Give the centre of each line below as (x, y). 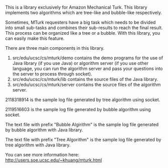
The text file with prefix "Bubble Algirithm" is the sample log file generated (82, 124)
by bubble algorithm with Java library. (44, 130)
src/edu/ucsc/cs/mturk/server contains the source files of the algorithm (87, 85)
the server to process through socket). (52, 74)
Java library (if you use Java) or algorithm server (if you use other (80, 63)
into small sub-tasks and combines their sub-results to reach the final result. (84, 28)
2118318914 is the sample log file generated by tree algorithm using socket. (83, 100)
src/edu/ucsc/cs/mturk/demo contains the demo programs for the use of (88, 58)
